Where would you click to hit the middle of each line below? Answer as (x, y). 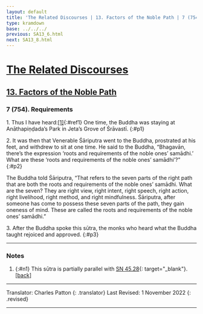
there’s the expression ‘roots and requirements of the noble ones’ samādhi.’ (100, 153)
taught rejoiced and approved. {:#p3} (53, 234)
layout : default (27, 12)
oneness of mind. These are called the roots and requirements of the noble (99, 210)
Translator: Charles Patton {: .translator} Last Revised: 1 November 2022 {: (99, 293)
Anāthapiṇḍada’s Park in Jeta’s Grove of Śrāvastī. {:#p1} (76, 129)
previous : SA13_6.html (35, 34)
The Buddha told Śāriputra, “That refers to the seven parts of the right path (99, 178)
